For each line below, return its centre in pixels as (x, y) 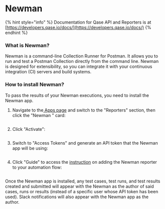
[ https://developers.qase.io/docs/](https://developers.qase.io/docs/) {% (78, 27)
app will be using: (30, 148)
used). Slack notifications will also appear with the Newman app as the (77, 197)
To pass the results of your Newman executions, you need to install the (77, 95)
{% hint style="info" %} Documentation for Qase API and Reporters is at (78, 22)
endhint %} (16, 32)
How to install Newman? (35, 85)
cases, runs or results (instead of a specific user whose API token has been (82, 191)
